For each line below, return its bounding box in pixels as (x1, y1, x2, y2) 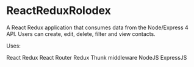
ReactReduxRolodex (6, 4, 112, 18)
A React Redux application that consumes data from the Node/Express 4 (6, 24, 189, 31)
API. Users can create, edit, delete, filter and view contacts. (6, 30, 156, 37)
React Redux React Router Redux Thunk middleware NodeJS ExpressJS (6, 54, 187, 61)
